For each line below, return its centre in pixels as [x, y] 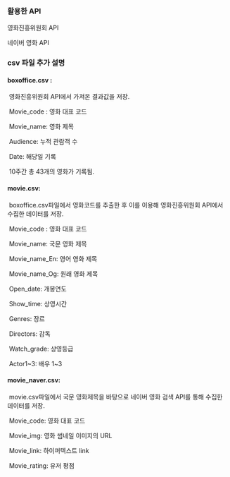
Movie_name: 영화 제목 [41, 127]
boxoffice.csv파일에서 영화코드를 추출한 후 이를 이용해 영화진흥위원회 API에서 [116, 205]
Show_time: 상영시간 [38, 303]
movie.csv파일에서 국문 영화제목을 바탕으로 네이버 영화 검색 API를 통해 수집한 [116, 397]
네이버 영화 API [28, 43]
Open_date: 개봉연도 [38, 289]
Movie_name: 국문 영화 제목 [48, 243]
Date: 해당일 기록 [32, 157]
